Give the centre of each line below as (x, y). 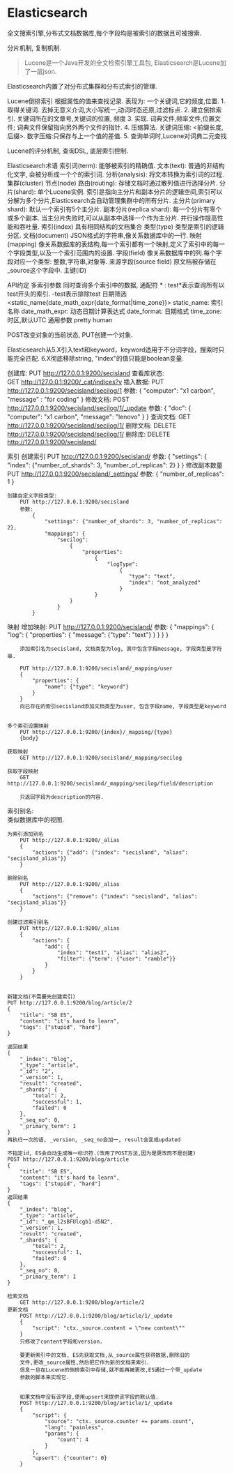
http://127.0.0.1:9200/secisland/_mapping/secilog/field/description (110, 783)
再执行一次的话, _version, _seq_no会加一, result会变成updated (94, 1140)
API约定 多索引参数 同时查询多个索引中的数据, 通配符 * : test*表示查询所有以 (116, 285)
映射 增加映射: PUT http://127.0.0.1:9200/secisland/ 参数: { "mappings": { (111, 626)
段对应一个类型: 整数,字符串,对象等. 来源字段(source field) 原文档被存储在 (112, 261)
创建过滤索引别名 (28, 922)
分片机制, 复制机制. (34, 47)
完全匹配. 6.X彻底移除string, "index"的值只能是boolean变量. (99, 358)
